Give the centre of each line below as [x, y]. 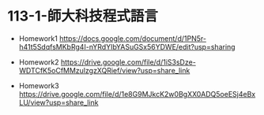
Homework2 [39, 62]
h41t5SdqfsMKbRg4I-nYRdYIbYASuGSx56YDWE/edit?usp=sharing [127, 46]
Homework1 [38, 38]
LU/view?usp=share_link [58, 102]
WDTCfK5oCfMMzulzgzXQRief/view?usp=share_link [104, 70]
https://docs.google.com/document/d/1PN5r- [133, 38]
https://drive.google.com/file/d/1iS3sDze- [129, 62]
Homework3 [39, 85]
